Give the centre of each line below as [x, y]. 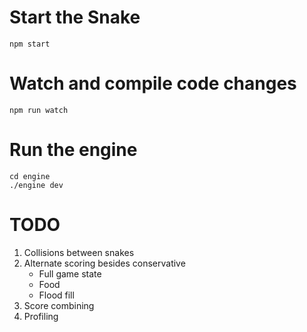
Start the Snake [75, 17]
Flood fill [56, 295]
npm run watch [39, 110]
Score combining [59, 305]
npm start [30, 44]
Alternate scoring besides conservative [104, 263]
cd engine [30, 176]
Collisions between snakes [79, 252]
